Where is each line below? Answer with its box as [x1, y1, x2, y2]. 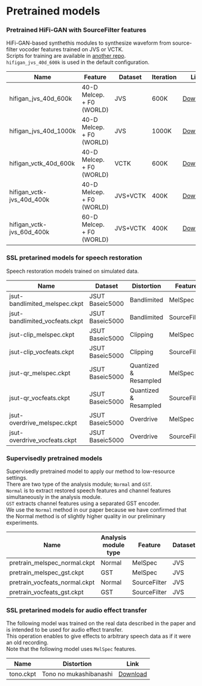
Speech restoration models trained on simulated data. [6, 267, 139, 275]
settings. [6, 474, 28, 481]
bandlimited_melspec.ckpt [9, 299, 84, 308]
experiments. [6, 519, 39, 526]
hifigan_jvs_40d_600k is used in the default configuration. [6, 59, 150, 66]
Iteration [151, 73, 177, 81]
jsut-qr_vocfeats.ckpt [9, 393, 70, 402]
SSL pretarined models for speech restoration [6, 253, 142, 262]
